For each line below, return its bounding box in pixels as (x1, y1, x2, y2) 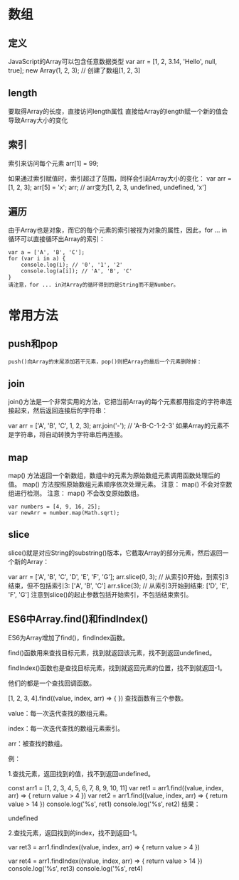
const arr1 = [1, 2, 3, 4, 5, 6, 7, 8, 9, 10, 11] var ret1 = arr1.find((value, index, (8, 783, 224, 792)
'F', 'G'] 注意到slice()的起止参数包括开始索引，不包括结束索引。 (8, 590, 193, 598)
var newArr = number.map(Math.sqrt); (8, 509, 120, 516)
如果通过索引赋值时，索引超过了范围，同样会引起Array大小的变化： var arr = (8, 174, 232, 182)
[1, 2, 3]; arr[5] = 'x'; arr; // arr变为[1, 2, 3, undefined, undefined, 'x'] (8, 183, 207, 191)
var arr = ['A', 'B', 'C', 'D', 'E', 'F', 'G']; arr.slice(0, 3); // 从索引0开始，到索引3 (8, 572, 229, 581)
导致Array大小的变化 (8, 115, 68, 124)
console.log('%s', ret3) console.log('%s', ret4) (8, 864, 143, 872)
